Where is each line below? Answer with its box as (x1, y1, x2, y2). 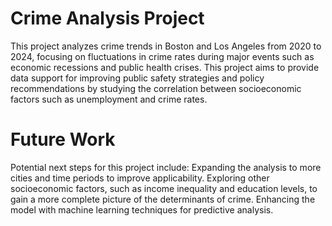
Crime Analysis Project (10, 7, 205, 30)
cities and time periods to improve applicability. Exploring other (10, 172, 270, 184)
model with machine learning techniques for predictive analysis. (10, 203, 274, 216)
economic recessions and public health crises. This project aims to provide (10, 61, 320, 73)
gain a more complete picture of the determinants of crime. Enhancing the (10, 193, 316, 205)
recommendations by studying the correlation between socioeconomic (10, 82, 302, 94)
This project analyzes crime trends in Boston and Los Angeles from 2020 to (10, 40, 322, 52)
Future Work (10, 128, 116, 151)
